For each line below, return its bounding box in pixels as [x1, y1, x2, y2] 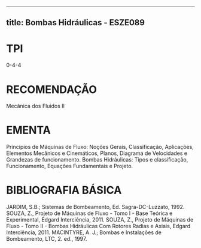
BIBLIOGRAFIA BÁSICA [6, 184, 122, 197]
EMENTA [6, 124, 51, 137]
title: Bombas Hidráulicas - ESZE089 [6, 17, 145, 28]
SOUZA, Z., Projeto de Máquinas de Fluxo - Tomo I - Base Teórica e [6, 210, 173, 217]
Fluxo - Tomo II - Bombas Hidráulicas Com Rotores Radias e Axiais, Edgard [6, 223, 191, 230]
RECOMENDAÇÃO [6, 82, 98, 96]
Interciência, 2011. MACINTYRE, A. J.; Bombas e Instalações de [6, 229, 162, 236]
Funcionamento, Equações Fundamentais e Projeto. [6, 163, 133, 170]
